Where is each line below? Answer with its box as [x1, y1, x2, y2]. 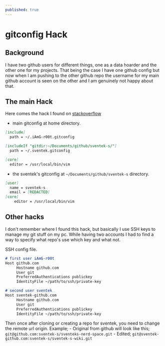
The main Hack [5, 98, 53, 106]
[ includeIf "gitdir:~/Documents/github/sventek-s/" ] [5, 144, 117, 149]
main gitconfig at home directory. [12, 120, 81, 126]
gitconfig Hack [5, 28, 68, 40]
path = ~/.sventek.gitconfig [9, 148, 70, 154]
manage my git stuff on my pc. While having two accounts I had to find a [5, 231, 154, 237]
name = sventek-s [9, 185, 46, 190]
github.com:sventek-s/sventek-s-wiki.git [5, 336, 93, 342]
